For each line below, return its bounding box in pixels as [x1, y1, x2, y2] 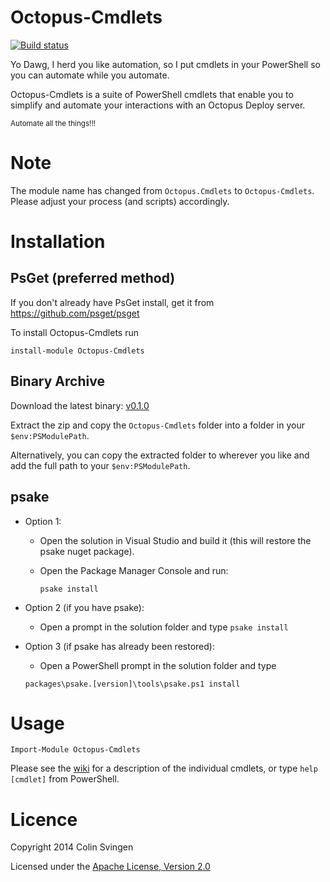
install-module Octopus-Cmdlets [10, 346, 145, 356]
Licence [10, 808, 78, 831]
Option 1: [24, 515, 62, 527]
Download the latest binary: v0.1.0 [10, 399, 150, 411]
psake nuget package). [39, 545, 135, 557]
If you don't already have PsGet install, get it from [10, 296, 215, 308]
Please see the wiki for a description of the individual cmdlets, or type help [10, 762, 318, 775]
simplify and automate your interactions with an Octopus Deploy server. [10, 99, 306, 111]
